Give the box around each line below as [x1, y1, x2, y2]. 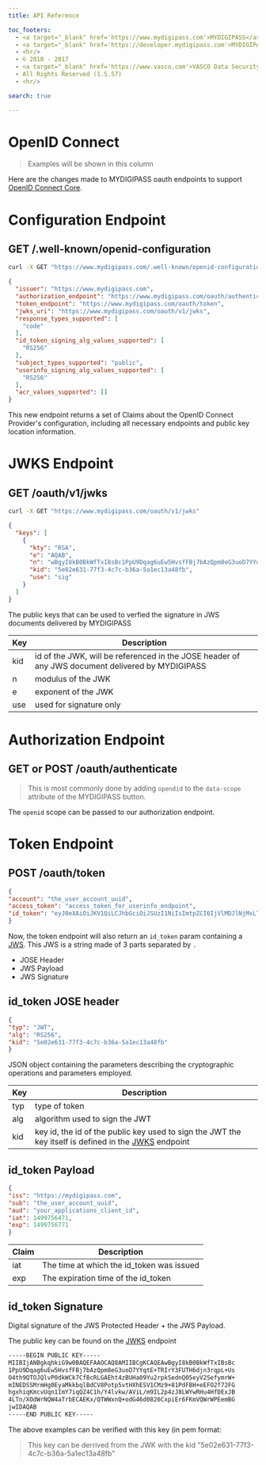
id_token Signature [8, 1299, 104, 1313]
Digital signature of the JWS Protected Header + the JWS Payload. [8, 1321, 226, 1330]
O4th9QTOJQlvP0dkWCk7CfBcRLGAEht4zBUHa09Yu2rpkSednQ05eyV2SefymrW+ [8, 1374, 236, 1382]
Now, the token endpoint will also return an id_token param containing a [8, 932, 243, 941]
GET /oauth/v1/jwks [8, 486, 108, 500]
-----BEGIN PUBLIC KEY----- [8, 1352, 101, 1359]
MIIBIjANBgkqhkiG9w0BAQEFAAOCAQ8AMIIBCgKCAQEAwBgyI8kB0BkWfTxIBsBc [8, 1359, 236, 1367]
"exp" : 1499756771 [8, 1221, 69, 1229]
